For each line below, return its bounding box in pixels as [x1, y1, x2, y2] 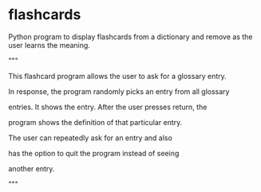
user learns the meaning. [8, 40, 90, 49]
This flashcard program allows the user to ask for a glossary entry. [8, 71, 227, 80]
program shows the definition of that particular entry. [8, 117, 183, 127]
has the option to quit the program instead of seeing [8, 148, 180, 158]
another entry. [8, 163, 55, 173]
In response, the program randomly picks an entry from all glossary [8, 86, 230, 96]
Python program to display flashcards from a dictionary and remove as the [8, 32, 253, 41]
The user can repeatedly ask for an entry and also [8, 133, 173, 143]
